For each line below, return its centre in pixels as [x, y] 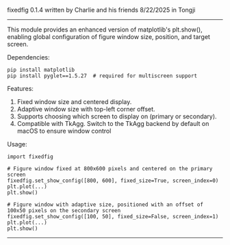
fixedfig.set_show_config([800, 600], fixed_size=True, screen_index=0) [113, 181]
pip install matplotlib [41, 70]
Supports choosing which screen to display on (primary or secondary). [117, 116]
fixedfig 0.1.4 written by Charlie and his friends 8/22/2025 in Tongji [101, 10]
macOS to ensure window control [64, 131]
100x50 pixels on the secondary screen [64, 211]
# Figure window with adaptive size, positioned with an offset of [105, 205]
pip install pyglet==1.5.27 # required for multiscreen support [102, 76]
